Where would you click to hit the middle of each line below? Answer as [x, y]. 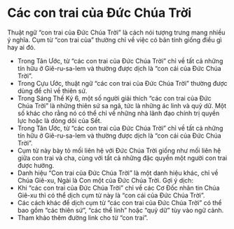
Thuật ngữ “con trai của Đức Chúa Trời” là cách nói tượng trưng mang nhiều [116, 32]
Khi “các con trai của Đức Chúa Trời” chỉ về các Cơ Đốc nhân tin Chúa [118, 188]
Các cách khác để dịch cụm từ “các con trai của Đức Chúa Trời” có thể [119, 202]
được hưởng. [36, 165]
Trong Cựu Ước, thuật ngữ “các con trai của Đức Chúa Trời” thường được [122, 83]
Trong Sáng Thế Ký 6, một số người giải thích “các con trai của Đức [114, 98]
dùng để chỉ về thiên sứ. [52, 91]
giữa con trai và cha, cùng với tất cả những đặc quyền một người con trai [122, 158]
